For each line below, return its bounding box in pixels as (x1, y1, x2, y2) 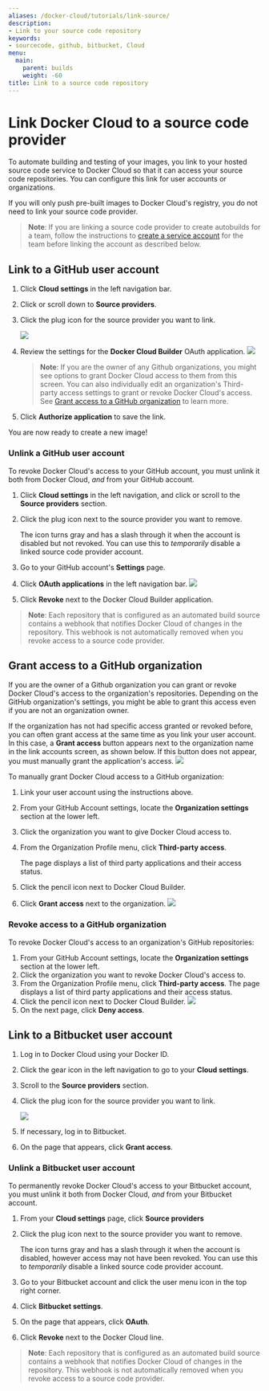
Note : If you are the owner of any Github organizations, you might (39, 362, 257, 372)
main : (15, 57, 34, 65)
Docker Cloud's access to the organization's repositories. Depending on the (8, 688, 259, 699)
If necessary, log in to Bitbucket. (19, 1127, 126, 1136)
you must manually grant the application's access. (8, 757, 175, 766)
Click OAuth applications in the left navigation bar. (19, 579, 188, 589)
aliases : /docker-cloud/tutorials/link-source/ (8, 11, 171, 20)
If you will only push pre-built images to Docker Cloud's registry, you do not (8, 198, 258, 208)
